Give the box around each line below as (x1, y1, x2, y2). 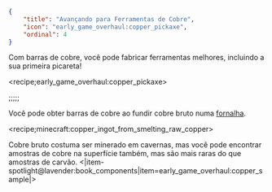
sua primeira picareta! (8, 61, 82, 71)
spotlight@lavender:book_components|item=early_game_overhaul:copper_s (8, 166, 263, 176)
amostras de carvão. (8, 157, 78, 167)
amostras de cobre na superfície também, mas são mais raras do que (8, 149, 242, 159)
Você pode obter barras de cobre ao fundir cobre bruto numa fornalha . (8, 108, 247, 118)
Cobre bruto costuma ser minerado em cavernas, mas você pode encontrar (8, 140, 262, 150)
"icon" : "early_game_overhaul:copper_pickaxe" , (23, 23, 187, 31)
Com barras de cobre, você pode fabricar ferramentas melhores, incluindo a (8, 53, 265, 63)
